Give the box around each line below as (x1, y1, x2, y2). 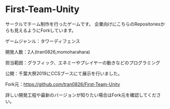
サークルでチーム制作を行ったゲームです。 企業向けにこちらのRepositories (5, 21, 161, 27)
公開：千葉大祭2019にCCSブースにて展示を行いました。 (5, 70, 123, 77)
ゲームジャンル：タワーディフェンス (5, 38, 80, 44)
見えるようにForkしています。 (14, 27, 77, 33)
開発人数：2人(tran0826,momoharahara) (5, 49, 90, 55)
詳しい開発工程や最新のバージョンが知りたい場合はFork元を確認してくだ (5, 92, 157, 98)
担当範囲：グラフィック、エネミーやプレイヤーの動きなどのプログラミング (5, 59, 161, 65)
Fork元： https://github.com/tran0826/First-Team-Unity (5, 81, 120, 87)
